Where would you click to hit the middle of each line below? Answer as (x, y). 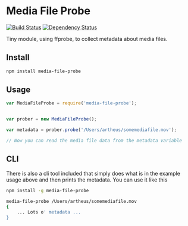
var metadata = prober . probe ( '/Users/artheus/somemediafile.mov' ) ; (92, 130)
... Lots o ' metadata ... (49, 212)
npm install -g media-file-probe (48, 190)
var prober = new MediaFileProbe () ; (51, 119)
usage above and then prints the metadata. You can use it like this (87, 180)
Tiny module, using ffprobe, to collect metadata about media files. (87, 39)
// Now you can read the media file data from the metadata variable (94, 141)
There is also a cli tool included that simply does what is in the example (93, 173)
